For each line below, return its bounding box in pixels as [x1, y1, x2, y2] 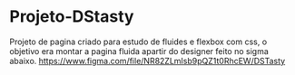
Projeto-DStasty [9, 6, 134, 27]
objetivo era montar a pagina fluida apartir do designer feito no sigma [9, 45, 270, 56]
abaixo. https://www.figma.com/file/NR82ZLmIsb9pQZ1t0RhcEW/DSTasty [9, 55, 286, 66]
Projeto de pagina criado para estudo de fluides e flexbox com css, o [9, 36, 268, 47]
